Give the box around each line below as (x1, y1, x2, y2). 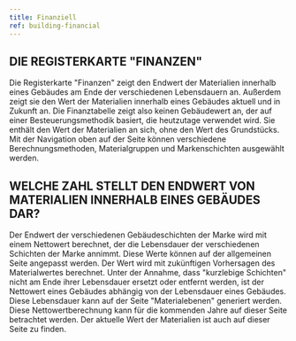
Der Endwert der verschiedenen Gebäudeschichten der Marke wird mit (9, 229, 268, 240)
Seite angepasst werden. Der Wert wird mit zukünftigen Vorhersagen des (9, 258, 276, 268)
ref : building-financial (9, 21, 101, 30)
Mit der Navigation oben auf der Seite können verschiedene (9, 134, 227, 144)
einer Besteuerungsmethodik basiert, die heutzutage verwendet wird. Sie (9, 115, 276, 126)
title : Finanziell (9, 12, 77, 22)
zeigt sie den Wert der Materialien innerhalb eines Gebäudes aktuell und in (9, 97, 281, 107)
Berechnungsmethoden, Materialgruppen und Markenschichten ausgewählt (9, 143, 285, 154)
